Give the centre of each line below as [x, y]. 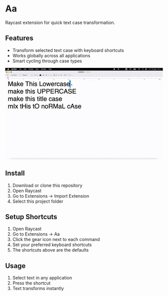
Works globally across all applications [51, 55]
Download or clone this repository [47, 185]
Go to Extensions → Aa [36, 234]
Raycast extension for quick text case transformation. [60, 22]
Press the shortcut [31, 283]
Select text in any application [42, 278]
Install [15, 173]
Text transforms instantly [38, 289]
